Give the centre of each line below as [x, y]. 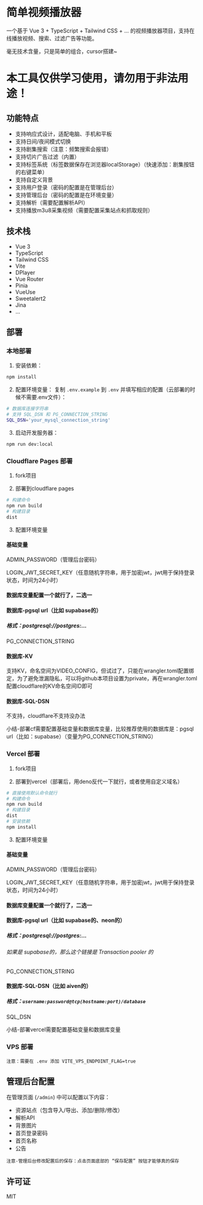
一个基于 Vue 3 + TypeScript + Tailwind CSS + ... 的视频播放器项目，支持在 [101, 31]
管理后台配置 [31, 1082]
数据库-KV [20, 656]
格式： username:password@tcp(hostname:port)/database [76, 1001]
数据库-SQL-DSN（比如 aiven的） [49, 986]
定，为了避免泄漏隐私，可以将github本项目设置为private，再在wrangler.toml [102, 679]
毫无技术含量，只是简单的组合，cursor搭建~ [62, 51]
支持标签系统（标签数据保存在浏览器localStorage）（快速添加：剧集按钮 [105, 164]
